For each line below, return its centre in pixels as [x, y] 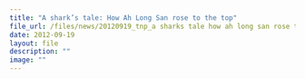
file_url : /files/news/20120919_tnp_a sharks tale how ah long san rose [150, 26]
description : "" [40, 52]
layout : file [34, 43]
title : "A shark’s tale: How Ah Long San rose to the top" [123, 18]
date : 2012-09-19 [42, 35]
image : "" [28, 60]
